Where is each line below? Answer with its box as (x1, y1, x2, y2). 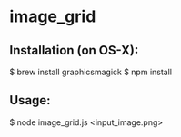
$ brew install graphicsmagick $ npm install (9, 66, 173, 77)
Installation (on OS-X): (9, 43, 139, 58)
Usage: (9, 93, 52, 108)
